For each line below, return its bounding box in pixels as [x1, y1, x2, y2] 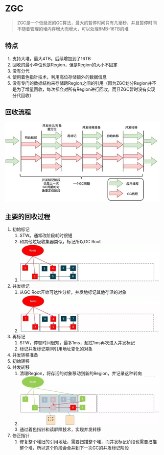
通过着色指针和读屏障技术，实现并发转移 [19, 427, 101, 432]
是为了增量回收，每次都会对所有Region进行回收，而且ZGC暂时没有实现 [12, 86, 156, 92]
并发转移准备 [12, 352, 38, 358]
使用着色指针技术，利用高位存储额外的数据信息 [12, 74, 107, 80]
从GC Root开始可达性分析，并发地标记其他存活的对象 [19, 289, 127, 295]
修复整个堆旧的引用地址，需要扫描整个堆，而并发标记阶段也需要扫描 [19, 439, 157, 445]
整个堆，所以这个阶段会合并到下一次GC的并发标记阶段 [19, 445, 129, 451]
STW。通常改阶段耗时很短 [19, 232, 72, 238]
